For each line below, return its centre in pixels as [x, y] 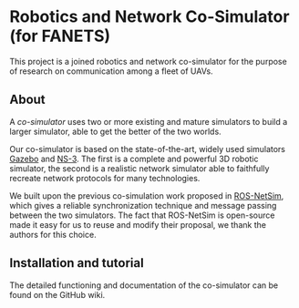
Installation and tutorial [77, 263]
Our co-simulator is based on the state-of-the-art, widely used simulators [147, 149]
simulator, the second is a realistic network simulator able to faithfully [139, 168]
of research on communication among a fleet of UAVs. [111, 71]
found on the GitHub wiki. [57, 294]
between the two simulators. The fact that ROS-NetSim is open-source [142, 215]
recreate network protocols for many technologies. [105, 178]
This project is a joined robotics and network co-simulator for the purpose [148, 61]
